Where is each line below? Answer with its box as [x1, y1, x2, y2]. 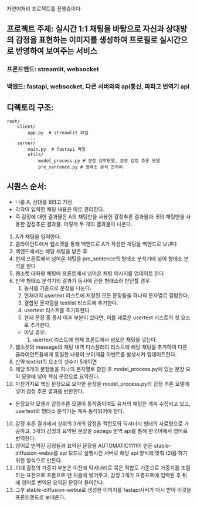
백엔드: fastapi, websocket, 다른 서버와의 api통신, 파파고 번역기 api [6, 82, 190, 91]
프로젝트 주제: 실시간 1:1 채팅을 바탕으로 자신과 [6, 24, 165, 34]
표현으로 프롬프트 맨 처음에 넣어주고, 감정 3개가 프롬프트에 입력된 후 [26, 471, 181, 478]
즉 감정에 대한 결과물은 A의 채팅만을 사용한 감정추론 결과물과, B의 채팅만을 [15, 213, 185, 220]
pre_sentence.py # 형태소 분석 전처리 [38, 164, 123, 170]
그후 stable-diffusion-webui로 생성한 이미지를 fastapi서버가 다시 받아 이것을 [15, 486, 192, 493]
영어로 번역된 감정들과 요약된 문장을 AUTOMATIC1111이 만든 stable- [15, 442, 172, 449]
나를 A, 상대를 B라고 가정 [15, 198, 73, 205]
